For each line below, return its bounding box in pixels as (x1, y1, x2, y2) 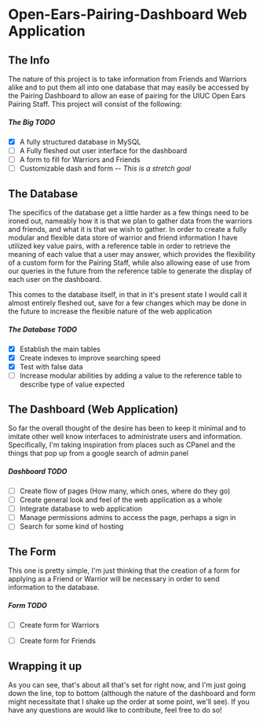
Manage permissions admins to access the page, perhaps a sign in (19, 513, 236, 522)
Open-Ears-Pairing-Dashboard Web (8, 5, 247, 24)
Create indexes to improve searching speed (19, 354, 161, 363)
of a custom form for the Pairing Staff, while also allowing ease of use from (8, 258, 250, 268)
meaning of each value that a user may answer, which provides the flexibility (8, 250, 256, 259)
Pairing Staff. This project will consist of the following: (8, 100, 182, 108)
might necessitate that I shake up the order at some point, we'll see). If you (8, 697, 250, 706)
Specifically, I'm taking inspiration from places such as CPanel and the (8, 440, 236, 449)
